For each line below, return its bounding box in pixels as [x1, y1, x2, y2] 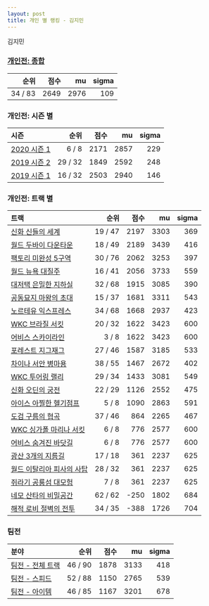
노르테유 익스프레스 [11, 307, 72, 316]
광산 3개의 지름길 [11, 451, 65, 461]
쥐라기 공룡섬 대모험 [11, 477, 74, 487]
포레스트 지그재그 [11, 346, 65, 356]
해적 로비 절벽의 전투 [11, 504, 75, 514]
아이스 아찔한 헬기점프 [11, 399, 80, 408]
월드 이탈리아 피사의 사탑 [11, 465, 88, 475]
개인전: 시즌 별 [7, 110, 53, 120]
